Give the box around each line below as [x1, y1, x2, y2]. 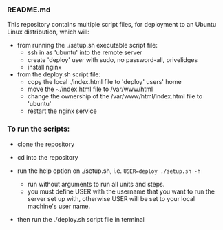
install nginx [27, 63, 62, 72]
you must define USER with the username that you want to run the [27, 187, 215, 196]
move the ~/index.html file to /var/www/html [27, 85, 153, 94]
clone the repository [17, 140, 75, 148]
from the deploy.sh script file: [17, 70, 101, 79]
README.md [7, 5, 51, 14]
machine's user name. [27, 202, 91, 210]
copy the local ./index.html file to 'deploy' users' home [27, 78, 182, 86]
